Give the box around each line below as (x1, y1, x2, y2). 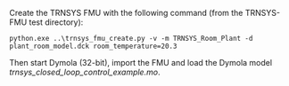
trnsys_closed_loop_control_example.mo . (9, 66, 161, 77)
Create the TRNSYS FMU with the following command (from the (9, 8, 244, 18)
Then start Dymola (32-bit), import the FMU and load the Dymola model (9, 58, 273, 67)
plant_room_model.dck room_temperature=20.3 (9, 42, 178, 51)
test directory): (29, 17, 84, 27)
